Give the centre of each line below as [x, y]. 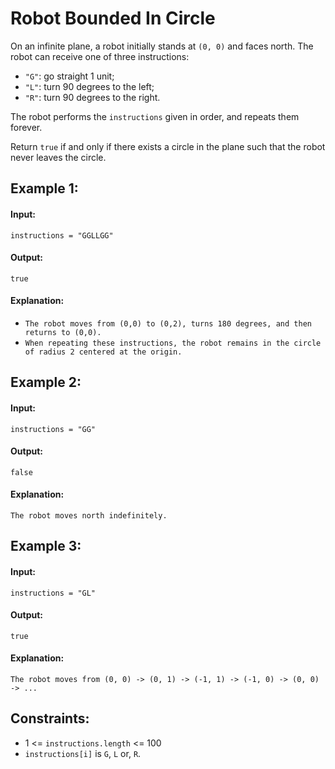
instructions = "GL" [53, 593]
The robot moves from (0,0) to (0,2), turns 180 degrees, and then [168, 323]
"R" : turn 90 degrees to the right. [92, 97]
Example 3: [46, 546]
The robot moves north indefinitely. [89, 515]
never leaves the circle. [58, 157]
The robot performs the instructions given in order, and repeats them [155, 116]
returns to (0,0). [63, 332]
